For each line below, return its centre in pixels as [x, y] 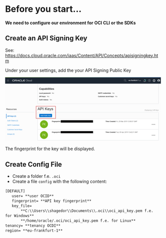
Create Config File [34, 164]
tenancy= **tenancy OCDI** [33, 226]
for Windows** [20, 216]
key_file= [22, 206]
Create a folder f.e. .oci [36, 176]
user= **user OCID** [33, 196]
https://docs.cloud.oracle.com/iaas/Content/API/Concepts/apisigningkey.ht [82, 55]
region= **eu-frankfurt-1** [34, 231]
